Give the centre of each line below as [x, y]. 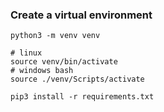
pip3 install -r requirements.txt [82, 97]
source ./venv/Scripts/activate [77, 79]
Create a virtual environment [81, 15]
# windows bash [42, 71]
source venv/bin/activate [64, 62]
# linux [26, 53]
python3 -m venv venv [55, 36]
